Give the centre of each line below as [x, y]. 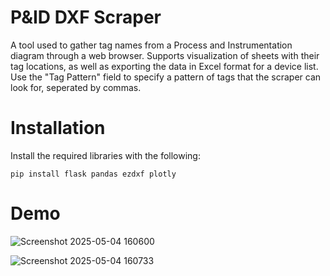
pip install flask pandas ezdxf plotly [93, 174]
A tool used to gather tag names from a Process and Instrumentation [151, 45]
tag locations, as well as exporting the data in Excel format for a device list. [164, 66]
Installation [58, 128]
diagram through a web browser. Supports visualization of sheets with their [165, 55]
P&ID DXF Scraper [86, 17]
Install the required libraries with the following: [105, 155]
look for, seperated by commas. [76, 87]
